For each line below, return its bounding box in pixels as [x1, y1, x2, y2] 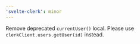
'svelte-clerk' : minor [5, 8, 62, 15]
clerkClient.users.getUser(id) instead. [5, 31, 104, 38]
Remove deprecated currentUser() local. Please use [5, 25, 135, 32]
